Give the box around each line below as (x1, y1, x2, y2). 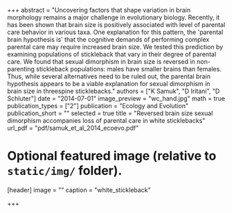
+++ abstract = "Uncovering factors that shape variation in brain (7, 6, 191, 14)
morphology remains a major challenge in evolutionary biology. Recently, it (7, 13, 220, 22)
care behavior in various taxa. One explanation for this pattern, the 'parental (7, 28, 224, 36)
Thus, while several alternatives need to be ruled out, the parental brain (7, 72, 211, 80)
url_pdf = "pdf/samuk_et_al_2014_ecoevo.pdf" (7, 124, 139, 132)
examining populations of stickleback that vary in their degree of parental (7, 50, 217, 58)
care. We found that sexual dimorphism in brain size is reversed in (7, 58, 195, 65)
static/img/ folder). (7, 163, 123, 179)
